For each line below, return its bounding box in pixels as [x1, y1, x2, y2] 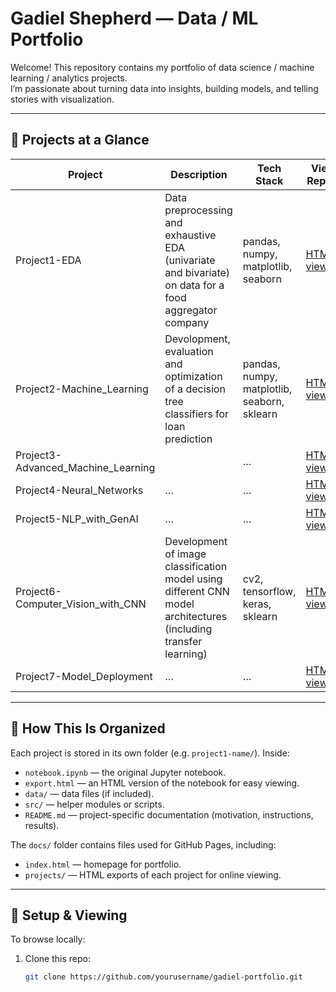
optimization [164, 369, 223, 383]
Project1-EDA [15, 253, 82, 267]
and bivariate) [164, 265, 231, 279]
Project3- [15, 448, 62, 462]
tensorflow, [242, 584, 297, 598]
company [164, 315, 210, 329]
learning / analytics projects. [10, 72, 128, 84]
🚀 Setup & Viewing [10, 907, 128, 924]
